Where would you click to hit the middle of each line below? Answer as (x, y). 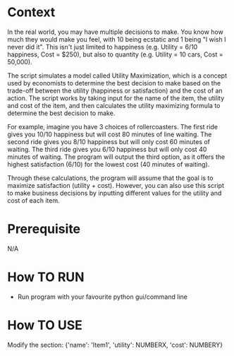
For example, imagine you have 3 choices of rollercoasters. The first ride (113, 126)
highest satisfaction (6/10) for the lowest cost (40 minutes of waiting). (109, 164)
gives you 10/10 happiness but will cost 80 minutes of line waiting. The (110, 134)
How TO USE (45, 325)
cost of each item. (33, 200)
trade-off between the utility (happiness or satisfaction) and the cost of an (115, 90)
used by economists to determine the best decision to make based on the (114, 83)
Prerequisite (44, 229)
